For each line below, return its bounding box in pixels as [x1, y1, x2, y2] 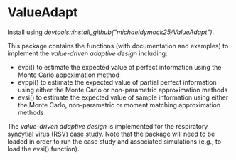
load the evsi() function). [7, 144, 80, 153]
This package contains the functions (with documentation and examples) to [7, 41, 229, 50]
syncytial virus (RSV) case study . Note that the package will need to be [7, 129, 215, 138]
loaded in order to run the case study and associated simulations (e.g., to [7, 137, 222, 146]
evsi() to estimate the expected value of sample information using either [17, 93, 229, 102]
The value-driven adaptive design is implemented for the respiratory [7, 122, 208, 130]
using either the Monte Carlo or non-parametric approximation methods [17, 85, 228, 94]
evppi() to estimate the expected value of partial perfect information [17, 78, 217, 86]
